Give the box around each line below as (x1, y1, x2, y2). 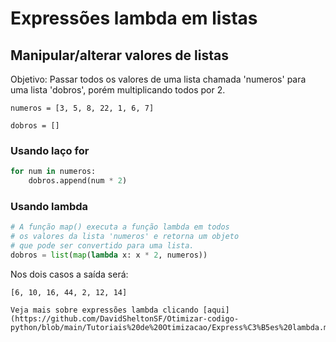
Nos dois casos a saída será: (10, 268, 129, 280)
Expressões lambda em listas (10, 7, 258, 30)
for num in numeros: (10, 167, 97, 177)
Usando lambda (10, 199, 89, 213)
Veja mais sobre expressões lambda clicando (10, 305, 199, 315)
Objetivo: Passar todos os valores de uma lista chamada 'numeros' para (10, 73, 307, 85)
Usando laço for (10, 143, 90, 157)
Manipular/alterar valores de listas (10, 47, 229, 64)
